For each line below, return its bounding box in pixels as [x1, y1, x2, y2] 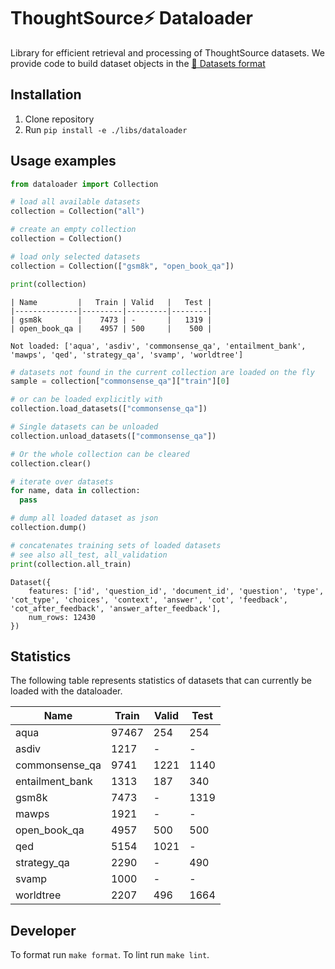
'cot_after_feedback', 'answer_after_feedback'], [10, 603, 222, 614]
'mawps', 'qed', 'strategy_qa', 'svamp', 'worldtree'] [10, 350, 244, 360]
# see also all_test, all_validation [10, 550, 168, 560]
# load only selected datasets [10, 251, 141, 262]
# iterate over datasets [10, 476, 114, 487]
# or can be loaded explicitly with [10, 395, 163, 405]
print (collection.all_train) [10, 559, 132, 569]
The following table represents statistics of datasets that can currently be [10, 675, 312, 687]
